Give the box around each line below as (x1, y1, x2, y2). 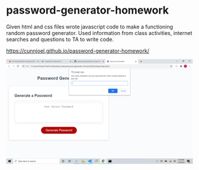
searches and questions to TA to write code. (6, 36, 114, 43)
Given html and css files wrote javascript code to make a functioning (6, 23, 174, 30)
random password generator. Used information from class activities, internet (6, 29, 192, 36)
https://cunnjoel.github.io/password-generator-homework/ (6, 47, 150, 54)
